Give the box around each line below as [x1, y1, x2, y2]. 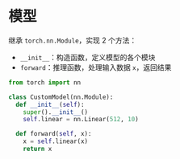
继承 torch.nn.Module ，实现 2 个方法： [8, 35, 137, 45]
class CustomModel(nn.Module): [8, 93, 114, 101]
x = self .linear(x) [23, 137, 89, 145]
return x [23, 145, 52, 153]
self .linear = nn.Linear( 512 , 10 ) [23, 116, 139, 124]
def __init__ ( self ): [15, 100, 85, 108]
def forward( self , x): [15, 130, 92, 138]
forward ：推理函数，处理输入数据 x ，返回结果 [19, 62, 172, 72]
